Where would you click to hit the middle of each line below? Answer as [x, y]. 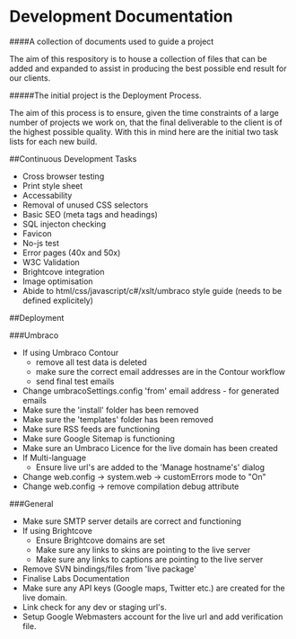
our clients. [30, 77]
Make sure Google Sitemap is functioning [98, 439]
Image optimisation [57, 281]
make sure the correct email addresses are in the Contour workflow [160, 371]
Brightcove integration [63, 271]
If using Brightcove [57, 530]
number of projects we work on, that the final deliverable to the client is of [146, 122]
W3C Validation [51, 262]
